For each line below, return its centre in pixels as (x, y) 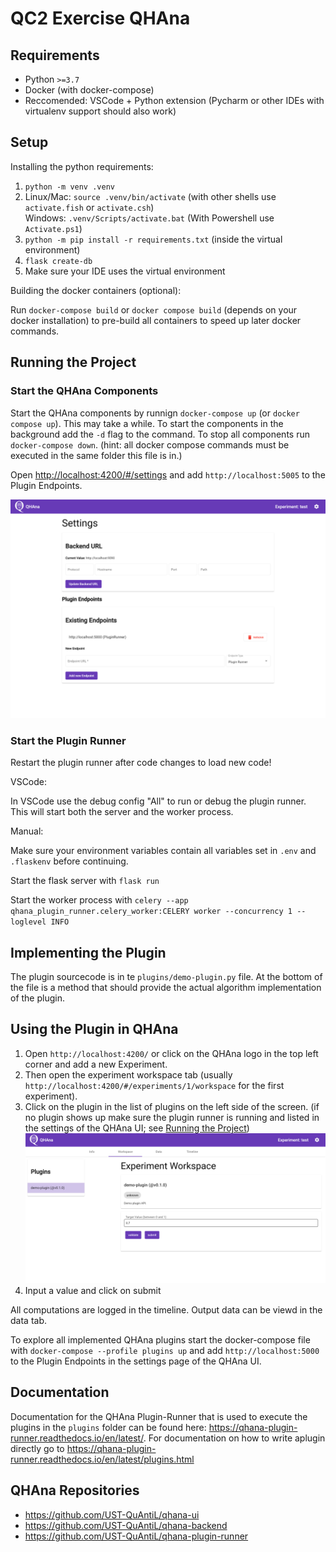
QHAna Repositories (75, 1490)
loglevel (28, 922)
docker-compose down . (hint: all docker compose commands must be (150, 444)
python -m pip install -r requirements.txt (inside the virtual (153, 239)
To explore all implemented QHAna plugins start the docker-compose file (160, 1339)
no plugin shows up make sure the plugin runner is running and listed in (172, 1117)
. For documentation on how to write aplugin (234, 1438)
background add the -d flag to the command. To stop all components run (160, 434)
